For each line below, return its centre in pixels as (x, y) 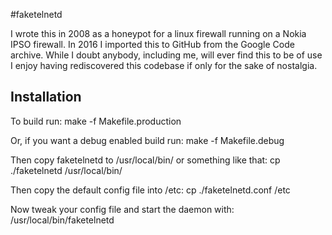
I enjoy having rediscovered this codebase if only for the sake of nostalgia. (164, 65)
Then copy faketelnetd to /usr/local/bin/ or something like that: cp (145, 160)
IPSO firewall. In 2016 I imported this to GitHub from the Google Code (152, 44)
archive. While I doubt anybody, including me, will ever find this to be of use (166, 55)
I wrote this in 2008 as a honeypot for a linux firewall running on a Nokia (158, 33)
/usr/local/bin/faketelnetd (62, 220)
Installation (46, 97)
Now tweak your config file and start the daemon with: (122, 209)
